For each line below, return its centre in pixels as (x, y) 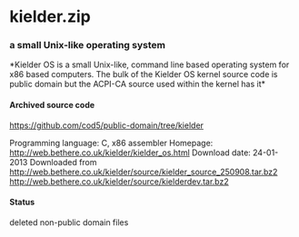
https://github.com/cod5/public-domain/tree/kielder (107, 125)
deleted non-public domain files (69, 222)
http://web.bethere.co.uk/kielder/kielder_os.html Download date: (130, 153)
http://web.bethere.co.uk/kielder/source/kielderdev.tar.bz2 (119, 181)
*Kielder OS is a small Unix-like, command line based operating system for (149, 64)
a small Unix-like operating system (88, 45)
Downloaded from (63, 162)
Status (22, 202)
